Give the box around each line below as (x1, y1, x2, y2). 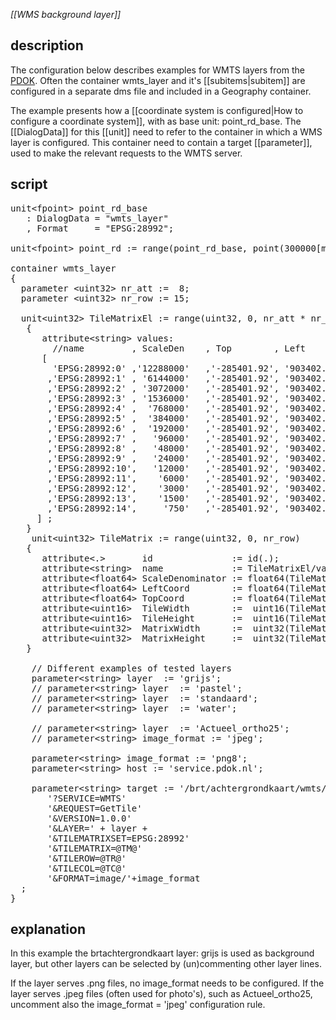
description (10, 37, 84, 54)
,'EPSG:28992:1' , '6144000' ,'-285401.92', (47, 372, 280, 384)
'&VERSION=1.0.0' (47, 812, 132, 824)
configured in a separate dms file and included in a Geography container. (10, 85, 312, 97)
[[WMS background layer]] (10, 9, 122, 20)
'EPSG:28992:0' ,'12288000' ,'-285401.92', (52, 362, 280, 374)
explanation (10, 921, 86, 938)
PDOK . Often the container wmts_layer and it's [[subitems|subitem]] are (10, 74, 306, 86)
